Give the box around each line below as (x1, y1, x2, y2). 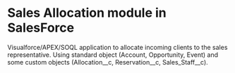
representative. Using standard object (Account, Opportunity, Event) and (7, 51, 219, 59)
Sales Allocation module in (7, 5, 167, 21)
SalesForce (7, 20, 75, 36)
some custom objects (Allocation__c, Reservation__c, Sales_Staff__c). (7, 58, 208, 66)
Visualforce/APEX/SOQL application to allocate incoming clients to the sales (7, 43, 228, 51)
